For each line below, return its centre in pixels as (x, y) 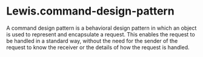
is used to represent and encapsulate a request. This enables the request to (101, 34)
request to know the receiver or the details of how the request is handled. (98, 47)
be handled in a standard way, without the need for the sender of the (92, 41)
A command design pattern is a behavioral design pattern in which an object (101, 28)
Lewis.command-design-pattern (90, 11)
